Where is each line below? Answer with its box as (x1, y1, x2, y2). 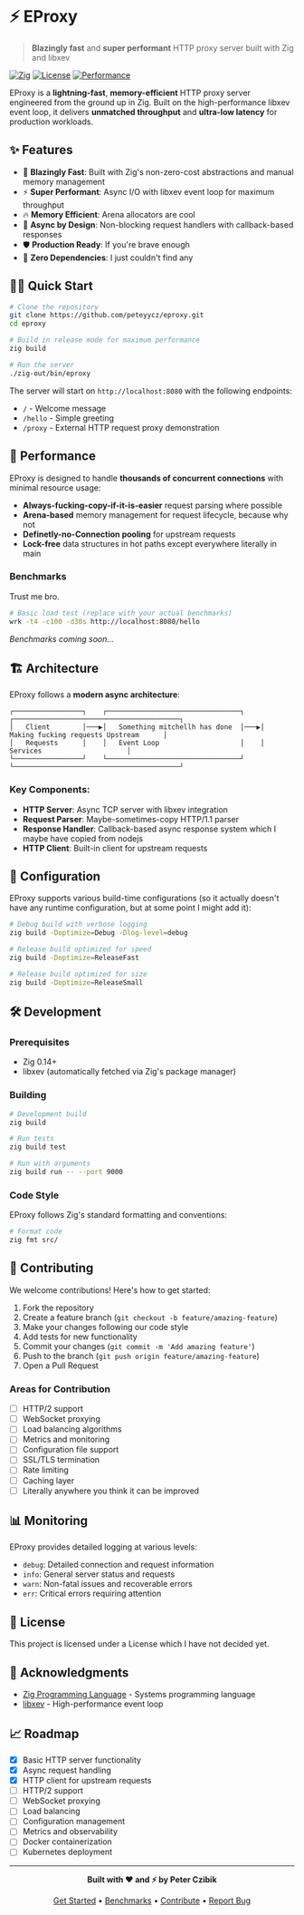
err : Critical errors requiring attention (22, 1588, 162, 1599)
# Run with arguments (9, 1159, 91, 1169)
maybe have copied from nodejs (22, 832, 143, 843)
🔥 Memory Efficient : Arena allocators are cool (22, 209, 196, 219)
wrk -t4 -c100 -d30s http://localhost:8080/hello (9, 617, 201, 626)
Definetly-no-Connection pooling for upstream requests (22, 529, 236, 540)
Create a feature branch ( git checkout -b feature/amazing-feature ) (22, 1311, 279, 1323)
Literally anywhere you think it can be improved (22, 1485, 200, 1496)
